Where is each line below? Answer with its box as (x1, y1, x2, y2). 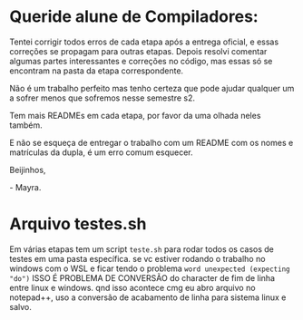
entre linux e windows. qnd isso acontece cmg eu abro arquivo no (9, 282, 256, 293)
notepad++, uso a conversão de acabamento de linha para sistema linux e (9, 292, 287, 303)
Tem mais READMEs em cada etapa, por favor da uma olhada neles (9, 110, 261, 121)
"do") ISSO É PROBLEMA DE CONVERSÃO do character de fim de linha (9, 272, 275, 283)
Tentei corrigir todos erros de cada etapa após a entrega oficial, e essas (9, 36, 279, 47)
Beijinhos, (9, 164, 46, 175)
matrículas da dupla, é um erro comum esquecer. (9, 147, 193, 158)
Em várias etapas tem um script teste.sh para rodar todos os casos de (9, 243, 275, 255)
